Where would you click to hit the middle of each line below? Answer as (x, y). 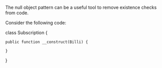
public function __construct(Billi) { (47, 42)
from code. (17, 13)
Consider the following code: (36, 23)
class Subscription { (26, 32)
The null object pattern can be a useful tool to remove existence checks (81, 7)
